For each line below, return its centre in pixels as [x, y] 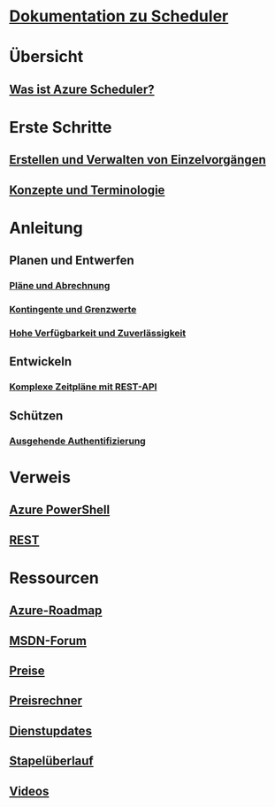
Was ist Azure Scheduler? [82, 89]
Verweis [40, 477]
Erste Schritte [61, 127]
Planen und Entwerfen [72, 261]
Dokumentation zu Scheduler [119, 16]
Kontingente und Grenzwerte [73, 310]
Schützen [36, 415]
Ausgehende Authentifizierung [77, 441]
